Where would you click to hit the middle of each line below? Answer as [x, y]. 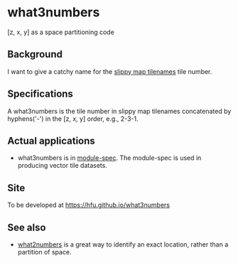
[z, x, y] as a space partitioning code [61, 32]
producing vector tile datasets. [63, 166]
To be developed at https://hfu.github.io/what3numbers [89, 205]
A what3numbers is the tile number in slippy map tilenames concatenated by [119, 111]
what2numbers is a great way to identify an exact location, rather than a [123, 245]
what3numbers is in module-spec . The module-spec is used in [109, 158]
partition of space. [45, 252]
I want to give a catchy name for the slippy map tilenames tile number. [110, 71]
